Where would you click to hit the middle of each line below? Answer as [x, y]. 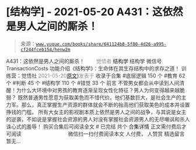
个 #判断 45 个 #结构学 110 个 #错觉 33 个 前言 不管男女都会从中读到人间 [93, 83]
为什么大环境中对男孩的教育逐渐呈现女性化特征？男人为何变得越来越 [98, 90]
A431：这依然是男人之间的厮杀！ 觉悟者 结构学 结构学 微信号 [84, 61]
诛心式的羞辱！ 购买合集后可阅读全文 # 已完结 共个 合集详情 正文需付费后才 [96, 126]
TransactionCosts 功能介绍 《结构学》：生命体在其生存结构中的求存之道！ [93, 68]
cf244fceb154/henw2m [45, 49]
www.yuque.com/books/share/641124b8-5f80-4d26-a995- [101, 44]
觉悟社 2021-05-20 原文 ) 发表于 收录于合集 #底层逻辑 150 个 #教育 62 [103, 76]
